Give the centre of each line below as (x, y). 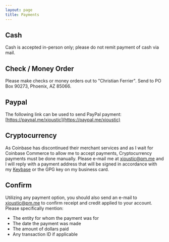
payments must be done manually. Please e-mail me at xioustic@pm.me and (84, 158)
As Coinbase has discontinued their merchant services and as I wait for (79, 148)
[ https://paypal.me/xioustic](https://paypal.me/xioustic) (63, 119)
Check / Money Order (40, 69)
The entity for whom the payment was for (56, 218)
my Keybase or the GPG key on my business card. (57, 169)
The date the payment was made (47, 223)
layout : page (19, 10)
